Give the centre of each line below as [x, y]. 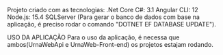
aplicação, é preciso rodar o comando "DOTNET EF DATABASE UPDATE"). [112, 24]
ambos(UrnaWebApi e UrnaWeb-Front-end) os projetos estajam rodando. [110, 44]
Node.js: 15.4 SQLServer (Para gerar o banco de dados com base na [104, 17]
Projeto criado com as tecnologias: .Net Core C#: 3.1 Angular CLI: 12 [103, 10]
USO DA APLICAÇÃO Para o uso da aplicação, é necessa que [93, 37]
